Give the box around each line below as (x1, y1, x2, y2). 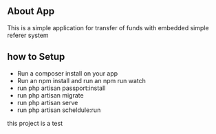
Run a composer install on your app (17, 69, 118, 78)
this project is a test (7, 119, 63, 127)
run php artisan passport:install (17, 84, 106, 92)
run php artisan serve (17, 98, 78, 107)
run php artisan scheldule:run (17, 106, 101, 114)
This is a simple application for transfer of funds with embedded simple (7, 23, 209, 32)
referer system (7, 31, 50, 39)
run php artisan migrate (17, 91, 84, 99)
